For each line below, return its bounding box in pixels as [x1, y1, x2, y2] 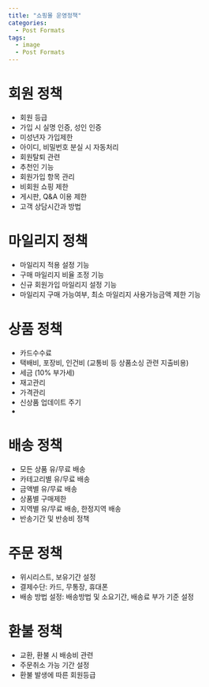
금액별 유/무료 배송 [19, 484, 77, 493]
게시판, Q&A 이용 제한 [19, 192, 88, 201]
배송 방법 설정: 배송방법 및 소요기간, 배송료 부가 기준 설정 [19, 591, 195, 602]
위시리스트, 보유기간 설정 [19, 571, 96, 582]
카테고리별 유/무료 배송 [19, 474, 91, 484]
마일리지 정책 [8, 233, 88, 250]
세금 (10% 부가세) [19, 367, 75, 377]
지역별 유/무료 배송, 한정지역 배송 [19, 503, 121, 513]
